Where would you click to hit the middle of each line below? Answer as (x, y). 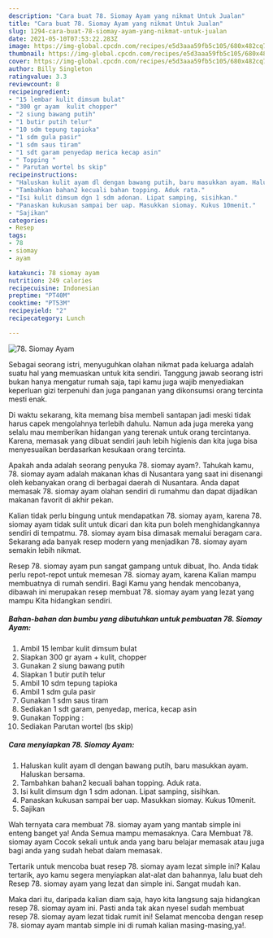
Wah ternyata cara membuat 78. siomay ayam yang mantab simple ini (125, 824)
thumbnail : (27, 54)
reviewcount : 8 (34, 84)
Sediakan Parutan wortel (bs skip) (77, 726)
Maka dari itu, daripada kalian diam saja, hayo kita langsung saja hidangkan (134, 899)
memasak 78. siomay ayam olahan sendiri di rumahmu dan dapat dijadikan (133, 491)
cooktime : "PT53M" (39, 303)
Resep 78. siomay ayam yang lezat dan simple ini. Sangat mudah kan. (125, 883)
